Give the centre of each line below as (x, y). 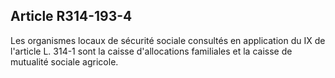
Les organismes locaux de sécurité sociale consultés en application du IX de (168, 40)
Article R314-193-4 (71, 16)
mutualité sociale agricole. (64, 61)
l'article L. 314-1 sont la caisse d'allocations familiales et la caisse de (151, 51)
